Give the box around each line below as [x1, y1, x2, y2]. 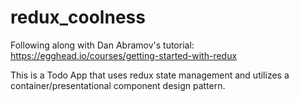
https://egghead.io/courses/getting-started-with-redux [10, 49, 238, 61]
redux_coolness [10, 6, 146, 29]
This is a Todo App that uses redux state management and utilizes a [10, 69, 290, 81]
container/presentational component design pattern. [10, 79, 226, 91]
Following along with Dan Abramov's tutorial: [10, 39, 195, 51]
